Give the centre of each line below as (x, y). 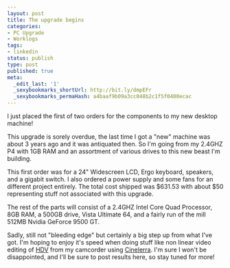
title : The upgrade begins (46, 20)
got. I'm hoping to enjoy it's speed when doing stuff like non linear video (109, 242)
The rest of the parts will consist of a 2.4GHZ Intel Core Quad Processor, (110, 207)
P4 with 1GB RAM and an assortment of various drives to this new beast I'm (114, 151)
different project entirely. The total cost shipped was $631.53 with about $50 (115, 187)
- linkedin (23, 52)
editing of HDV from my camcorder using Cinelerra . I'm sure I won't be (107, 249)
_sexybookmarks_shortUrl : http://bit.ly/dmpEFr (83, 90)
